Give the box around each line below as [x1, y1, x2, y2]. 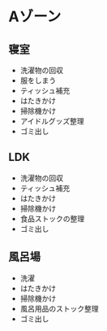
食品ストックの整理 [19, 213, 85, 224]
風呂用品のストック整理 [19, 303, 99, 313]
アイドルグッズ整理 [19, 116, 85, 126]
